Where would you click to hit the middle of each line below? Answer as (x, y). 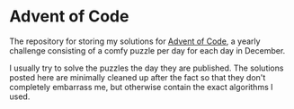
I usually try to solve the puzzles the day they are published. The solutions (147, 68)
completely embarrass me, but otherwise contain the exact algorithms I (141, 87)
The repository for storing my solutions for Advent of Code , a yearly (135, 41)
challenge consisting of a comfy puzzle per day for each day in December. (147, 50)
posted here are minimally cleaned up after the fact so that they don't (138, 77)
